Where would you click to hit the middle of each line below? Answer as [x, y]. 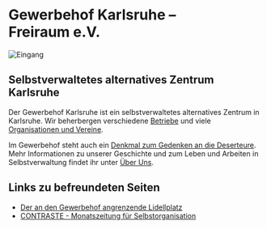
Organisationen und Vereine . [56, 129]
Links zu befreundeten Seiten [84, 188]
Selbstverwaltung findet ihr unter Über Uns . [81, 162]
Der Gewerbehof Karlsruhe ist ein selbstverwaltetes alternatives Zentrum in [134, 112]
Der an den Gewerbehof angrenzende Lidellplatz [101, 207]
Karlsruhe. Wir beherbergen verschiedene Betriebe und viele [110, 121]
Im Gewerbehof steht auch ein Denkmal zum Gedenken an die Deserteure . [132, 145]
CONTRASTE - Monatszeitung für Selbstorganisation [108, 215]
